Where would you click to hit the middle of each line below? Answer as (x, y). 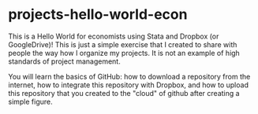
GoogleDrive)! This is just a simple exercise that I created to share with (123, 44)
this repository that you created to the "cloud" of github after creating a (124, 93)
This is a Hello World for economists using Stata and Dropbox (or (114, 36)
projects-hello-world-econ (98, 15)
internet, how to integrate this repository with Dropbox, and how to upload (128, 85)
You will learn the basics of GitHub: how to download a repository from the (129, 76)
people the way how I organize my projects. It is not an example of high (124, 53)
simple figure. (30, 101)
